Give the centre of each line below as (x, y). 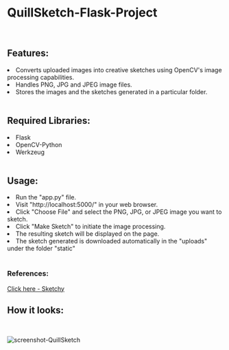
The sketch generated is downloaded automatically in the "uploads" (112, 241)
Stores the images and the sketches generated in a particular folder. (112, 91)
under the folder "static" (41, 248)
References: (28, 274)
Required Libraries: (49, 121)
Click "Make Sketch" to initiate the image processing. (91, 227)
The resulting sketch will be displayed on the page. (88, 234)
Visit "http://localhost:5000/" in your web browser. (87, 205)
